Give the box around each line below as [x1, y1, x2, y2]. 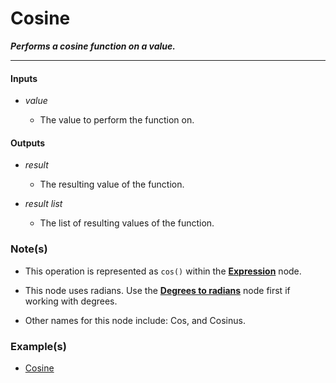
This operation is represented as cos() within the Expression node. [24, 265, 302, 277]
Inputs [10, 72, 38, 84]
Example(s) [10, 339, 67, 353]
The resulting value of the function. [39, 178, 185, 191]
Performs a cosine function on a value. [10, 40, 177, 52]
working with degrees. [24, 295, 118, 307]
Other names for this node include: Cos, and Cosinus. [24, 314, 246, 326]
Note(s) [10, 242, 48, 256]
